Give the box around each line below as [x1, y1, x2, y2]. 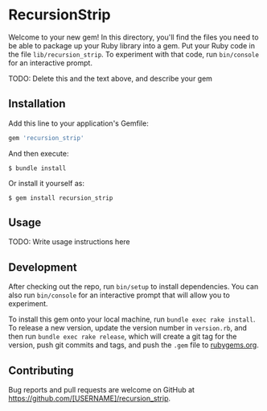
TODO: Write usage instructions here [8, 237, 130, 247]
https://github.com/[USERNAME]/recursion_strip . [8, 393, 171, 404]
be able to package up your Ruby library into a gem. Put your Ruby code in [8, 40, 256, 50]
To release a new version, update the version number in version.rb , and [8, 323, 248, 333]
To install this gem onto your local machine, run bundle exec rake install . [8, 314, 256, 324]
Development [8, 260, 78, 274]
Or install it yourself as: [8, 178, 84, 188]
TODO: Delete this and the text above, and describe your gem [8, 73, 213, 83]
